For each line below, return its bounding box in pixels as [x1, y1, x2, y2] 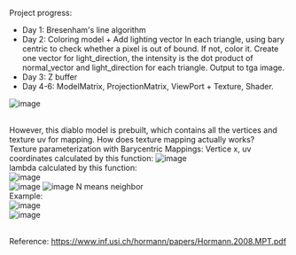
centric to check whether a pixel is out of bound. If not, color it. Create [21, 43, 279, 54]
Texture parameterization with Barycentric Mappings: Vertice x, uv [9, 143, 252, 154]
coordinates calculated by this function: [9, 153, 153, 163]
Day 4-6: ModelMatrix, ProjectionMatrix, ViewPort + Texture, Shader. [21, 81, 275, 91]
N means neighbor [75, 182, 144, 191]
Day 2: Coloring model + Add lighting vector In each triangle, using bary [21, 35, 285, 44]
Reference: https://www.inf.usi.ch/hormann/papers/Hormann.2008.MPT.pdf [9, 236, 286, 246]
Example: [9, 190, 43, 201]
